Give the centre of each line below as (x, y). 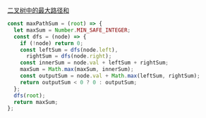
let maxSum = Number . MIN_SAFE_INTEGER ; (72, 30)
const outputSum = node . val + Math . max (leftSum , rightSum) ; (110, 76)
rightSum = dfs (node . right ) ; (69, 56)
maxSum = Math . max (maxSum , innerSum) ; (77, 70)
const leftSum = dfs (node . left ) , (69, 50)
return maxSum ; (36, 102)
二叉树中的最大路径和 (38, 10)
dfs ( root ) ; (30, 96)
